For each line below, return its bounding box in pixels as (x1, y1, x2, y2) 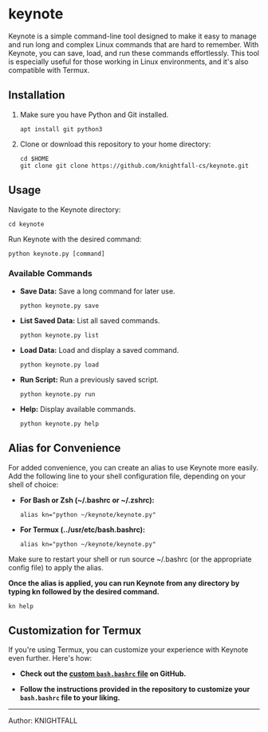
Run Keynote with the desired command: (8, 234, 142, 244)
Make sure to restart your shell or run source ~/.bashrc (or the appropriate (8, 554, 253, 564)
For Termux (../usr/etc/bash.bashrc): (19, 525, 146, 534)
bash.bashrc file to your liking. (19, 693, 120, 702)
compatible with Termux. (8, 65, 90, 74)
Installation (8, 89, 65, 102)
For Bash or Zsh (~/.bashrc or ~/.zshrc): (19, 495, 155, 505)
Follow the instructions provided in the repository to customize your (19, 685, 250, 694)
